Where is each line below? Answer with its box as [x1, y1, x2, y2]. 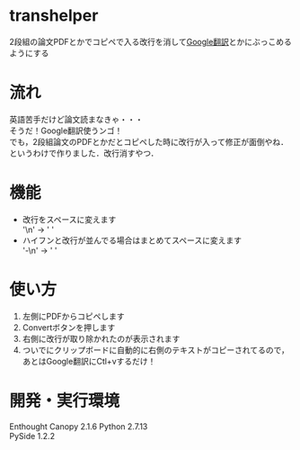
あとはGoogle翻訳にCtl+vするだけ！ [22, 355, 156, 366]
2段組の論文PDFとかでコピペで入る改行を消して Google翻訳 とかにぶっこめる [9, 36, 292, 47]
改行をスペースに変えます [22, 213, 117, 225]
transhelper [9, 5, 99, 26]
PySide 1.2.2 [9, 430, 56, 441]
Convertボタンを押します [22, 321, 116, 333]
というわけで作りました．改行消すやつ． [9, 148, 159, 158]
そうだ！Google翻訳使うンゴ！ [9, 125, 123, 136]
